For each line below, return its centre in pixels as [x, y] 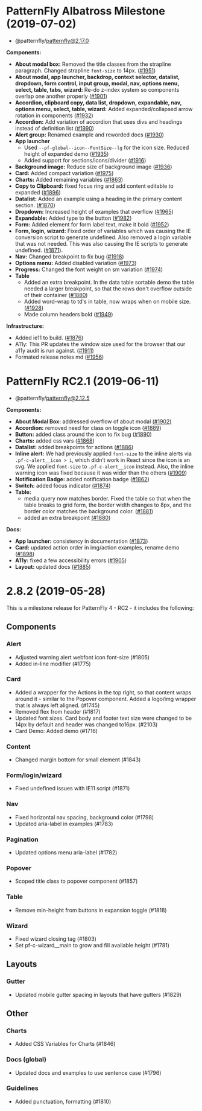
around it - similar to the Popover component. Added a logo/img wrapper [106, 699]
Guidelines [22, 1088]
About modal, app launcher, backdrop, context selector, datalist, [97, 77]
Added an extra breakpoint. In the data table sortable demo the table [109, 282]
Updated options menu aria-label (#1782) [66, 852]
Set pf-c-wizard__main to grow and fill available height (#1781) [92, 945]
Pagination [22, 839]
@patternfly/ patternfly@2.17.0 [52, 40]
